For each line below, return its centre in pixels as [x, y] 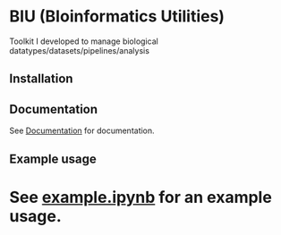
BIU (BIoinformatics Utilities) [117, 17]
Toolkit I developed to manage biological [84, 41]
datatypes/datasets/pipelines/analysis [80, 50]
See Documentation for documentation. [82, 130]
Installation [41, 79]
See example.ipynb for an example [141, 197]
